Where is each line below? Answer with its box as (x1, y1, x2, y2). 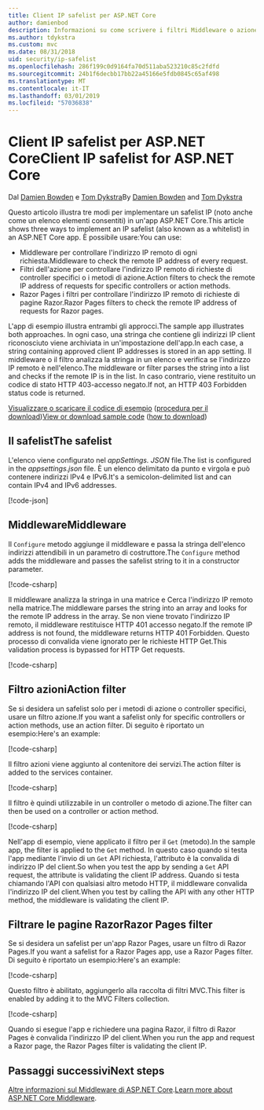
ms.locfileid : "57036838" (8, 99, 93, 107)
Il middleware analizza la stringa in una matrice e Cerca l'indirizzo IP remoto (8, 595, 254, 604)
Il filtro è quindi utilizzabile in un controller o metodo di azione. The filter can (8, 798, 252, 808)
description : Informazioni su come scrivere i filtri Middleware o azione (8, 26, 258, 34)
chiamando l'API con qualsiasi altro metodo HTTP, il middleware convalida (8, 878, 247, 888)
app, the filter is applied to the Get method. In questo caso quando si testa (8, 845, 247, 855)
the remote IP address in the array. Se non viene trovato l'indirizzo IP (8, 611, 230, 621)
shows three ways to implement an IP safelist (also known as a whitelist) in (8, 225, 250, 234)
